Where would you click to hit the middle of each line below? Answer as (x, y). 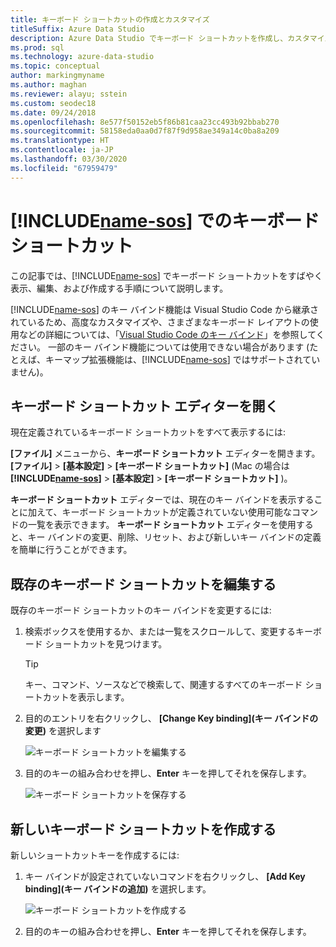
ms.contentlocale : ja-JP (62, 150)
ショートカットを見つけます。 (106, 644)
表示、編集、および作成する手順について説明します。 (119, 288)
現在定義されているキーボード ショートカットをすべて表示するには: (148, 432)
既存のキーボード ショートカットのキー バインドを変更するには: (141, 610)
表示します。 (103, 697)
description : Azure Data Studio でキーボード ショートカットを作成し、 (149, 38)
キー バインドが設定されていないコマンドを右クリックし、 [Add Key (165, 876)
